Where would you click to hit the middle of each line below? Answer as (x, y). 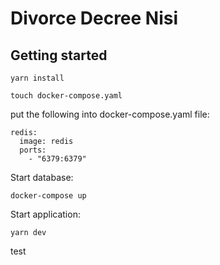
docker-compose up (48, 196)
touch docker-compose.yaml (66, 96)
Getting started (59, 55)
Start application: (45, 214)
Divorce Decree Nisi (94, 18)
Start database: (42, 177)
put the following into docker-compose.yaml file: (110, 114)
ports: (33, 150)
